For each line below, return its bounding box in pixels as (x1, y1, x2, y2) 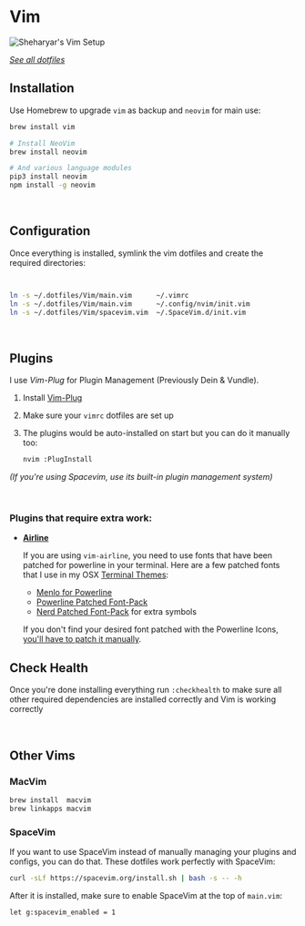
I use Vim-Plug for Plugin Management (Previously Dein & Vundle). (9, 375, 259, 386)
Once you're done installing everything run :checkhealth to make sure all (9, 685, 282, 696)
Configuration (9, 223, 91, 239)
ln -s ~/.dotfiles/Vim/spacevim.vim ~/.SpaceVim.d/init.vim (9, 308, 247, 317)
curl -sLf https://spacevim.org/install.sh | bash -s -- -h (9, 873, 243, 882)
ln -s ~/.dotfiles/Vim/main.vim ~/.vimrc (9, 290, 189, 300)
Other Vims (9, 748, 76, 763)
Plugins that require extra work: (9, 512, 153, 524)
